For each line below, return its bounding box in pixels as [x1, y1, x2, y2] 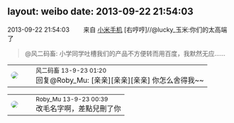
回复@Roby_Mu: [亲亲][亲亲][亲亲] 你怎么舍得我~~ [35, 75, 204, 85]
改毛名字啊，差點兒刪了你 [35, 103, 122, 113]
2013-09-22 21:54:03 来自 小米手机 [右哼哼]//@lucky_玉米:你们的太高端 [7, 25, 228, 34]
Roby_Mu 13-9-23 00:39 [35, 95, 108, 103]
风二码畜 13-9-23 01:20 [35, 66, 107, 74]
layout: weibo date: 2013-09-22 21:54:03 [7, 6, 194, 18]
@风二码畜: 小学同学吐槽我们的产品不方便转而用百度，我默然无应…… [24, 49, 225, 57]
